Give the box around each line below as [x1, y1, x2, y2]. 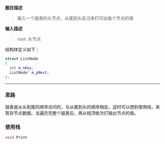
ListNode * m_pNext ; [9, 70, 50, 75]
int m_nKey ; [9, 65, 34, 70]
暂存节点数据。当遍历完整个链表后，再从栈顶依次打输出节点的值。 [5, 110, 138, 116]
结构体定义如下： [5, 47, 40, 52]
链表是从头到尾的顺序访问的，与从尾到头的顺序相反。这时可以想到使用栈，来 [5, 104, 160, 110]
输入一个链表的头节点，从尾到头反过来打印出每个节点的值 [17, 15, 134, 21]
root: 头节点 [17, 36, 41, 42]
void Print [5, 135, 27, 140]
